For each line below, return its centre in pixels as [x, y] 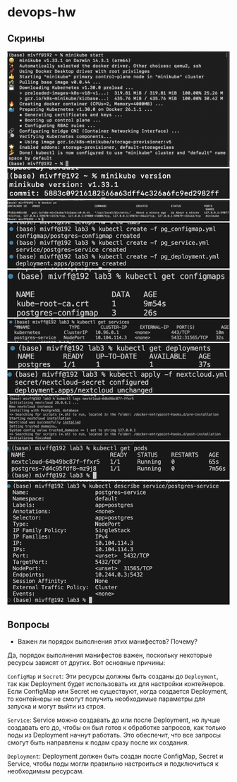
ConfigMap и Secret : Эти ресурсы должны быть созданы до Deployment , [113, 676]
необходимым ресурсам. [46, 771]
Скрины [26, 38]
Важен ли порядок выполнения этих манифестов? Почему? [107, 641]
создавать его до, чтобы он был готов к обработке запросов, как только [117, 727]
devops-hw [42, 12]
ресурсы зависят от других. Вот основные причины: [86, 662]
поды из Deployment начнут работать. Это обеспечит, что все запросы [114, 735]
